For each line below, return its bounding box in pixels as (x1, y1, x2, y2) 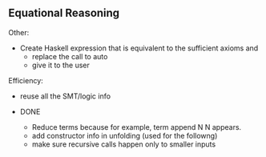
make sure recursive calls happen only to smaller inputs (31, 139, 216, 149)
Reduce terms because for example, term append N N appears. (31, 122, 242, 131)
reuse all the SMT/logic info (19, 91, 111, 101)
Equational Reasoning (8, 6, 120, 20)
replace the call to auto (31, 51, 108, 61)
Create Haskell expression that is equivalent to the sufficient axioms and (19, 43, 259, 53)
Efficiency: (8, 75, 44, 85)
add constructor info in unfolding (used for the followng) (31, 131, 218, 140)
